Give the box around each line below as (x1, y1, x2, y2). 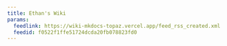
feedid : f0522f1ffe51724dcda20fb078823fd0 (13, 28, 137, 36)
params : (7, 16, 30, 23)
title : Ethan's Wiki (7, 9, 67, 17)
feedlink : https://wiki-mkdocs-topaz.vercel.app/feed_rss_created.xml (13, 22, 221, 29)
